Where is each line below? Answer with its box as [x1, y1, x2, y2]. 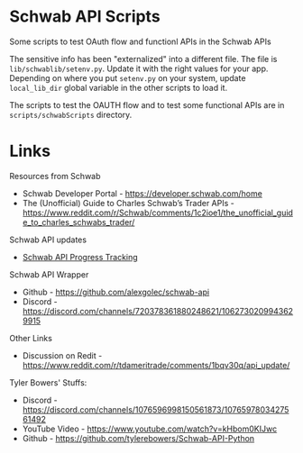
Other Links [9, 332, 52, 343]
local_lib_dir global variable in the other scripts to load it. [9, 82, 228, 93]
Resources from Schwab [9, 170, 101, 181]
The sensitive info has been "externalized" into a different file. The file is [9, 53, 278, 64]
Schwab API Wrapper [9, 268, 89, 280]
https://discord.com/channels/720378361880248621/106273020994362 [22, 305, 294, 316]
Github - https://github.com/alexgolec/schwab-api [22, 286, 210, 297]
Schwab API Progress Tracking [22, 251, 138, 262]
